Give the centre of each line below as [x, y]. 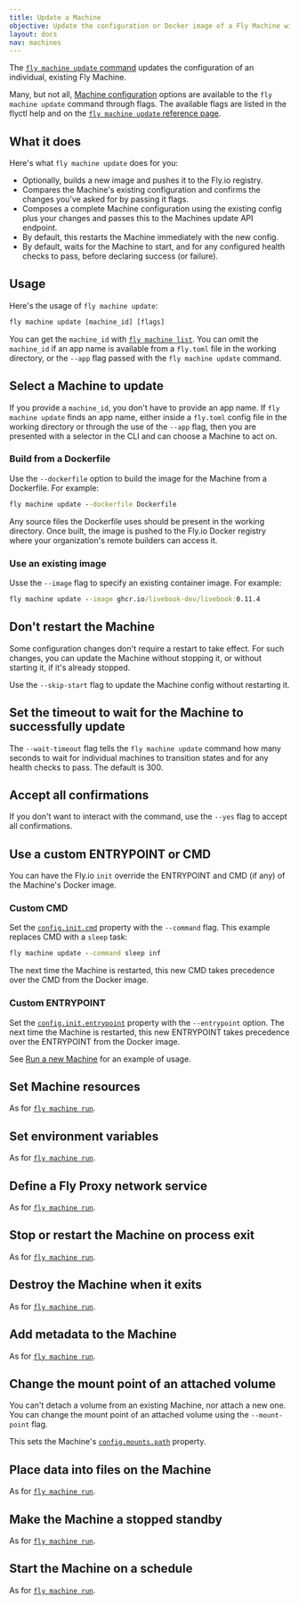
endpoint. [40, 227]
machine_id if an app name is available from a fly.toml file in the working [143, 348]
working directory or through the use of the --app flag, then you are [133, 426]
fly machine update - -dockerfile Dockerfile [93, 504]
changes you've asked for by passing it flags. [105, 199]
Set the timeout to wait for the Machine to [126, 713]
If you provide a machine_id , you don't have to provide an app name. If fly [145, 408]
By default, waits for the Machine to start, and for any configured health [154, 247]
